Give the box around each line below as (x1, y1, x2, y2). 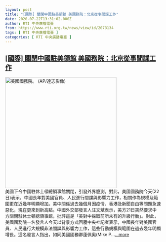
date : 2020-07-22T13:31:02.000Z (5, 16, 72, 21)
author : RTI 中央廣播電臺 (5, 21, 54, 26)
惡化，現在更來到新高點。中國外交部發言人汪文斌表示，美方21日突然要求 (5, 207, 153, 212)
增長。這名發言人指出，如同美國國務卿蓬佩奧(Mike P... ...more (5, 231, 129, 237)
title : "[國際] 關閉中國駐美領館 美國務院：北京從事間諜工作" (5, 12, 119, 17)
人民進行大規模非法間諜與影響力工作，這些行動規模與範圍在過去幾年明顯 (13, 225, 161, 231)
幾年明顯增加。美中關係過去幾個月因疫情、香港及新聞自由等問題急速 (22, 201, 161, 207)
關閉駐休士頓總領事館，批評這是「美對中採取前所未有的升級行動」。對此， (9, 213, 159, 219)
